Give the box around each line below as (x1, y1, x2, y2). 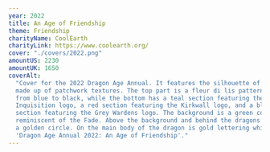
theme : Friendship (8, 27, 70, 35)
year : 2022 (8, 11, 45, 20)
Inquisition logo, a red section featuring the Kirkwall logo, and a (15, 101, 253, 109)
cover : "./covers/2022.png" (8, 49, 103, 57)
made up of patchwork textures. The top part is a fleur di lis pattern (15, 86, 264, 95)
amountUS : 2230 (8, 57, 59, 65)
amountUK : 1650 (8, 64, 59, 72)
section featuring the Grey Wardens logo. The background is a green (15, 109, 253, 117)
